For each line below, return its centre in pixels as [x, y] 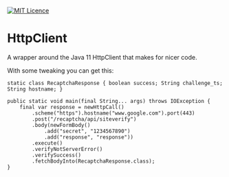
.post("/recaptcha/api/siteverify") [84, 119]
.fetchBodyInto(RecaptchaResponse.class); [94, 161]
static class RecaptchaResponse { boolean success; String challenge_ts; [115, 83]
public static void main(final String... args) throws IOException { [109, 101]
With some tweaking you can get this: [61, 70]
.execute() [47, 143]
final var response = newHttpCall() [72, 107]
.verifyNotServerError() [67, 149]
